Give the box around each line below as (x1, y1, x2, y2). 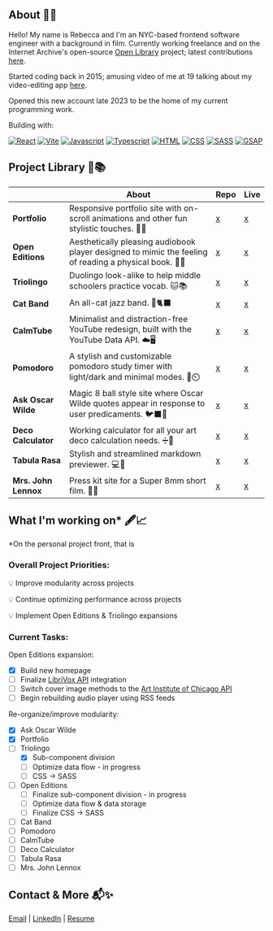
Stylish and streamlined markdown (68, 448, 201, 459)
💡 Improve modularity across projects (8, 578, 134, 588)
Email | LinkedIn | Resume (8, 914, 95, 924)
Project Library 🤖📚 (8, 160, 106, 175)
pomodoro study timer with (68, 360, 173, 372)
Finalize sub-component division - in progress (32, 790, 187, 799)
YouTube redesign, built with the (68, 323, 193, 334)
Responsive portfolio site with (68, 202, 182, 214)
